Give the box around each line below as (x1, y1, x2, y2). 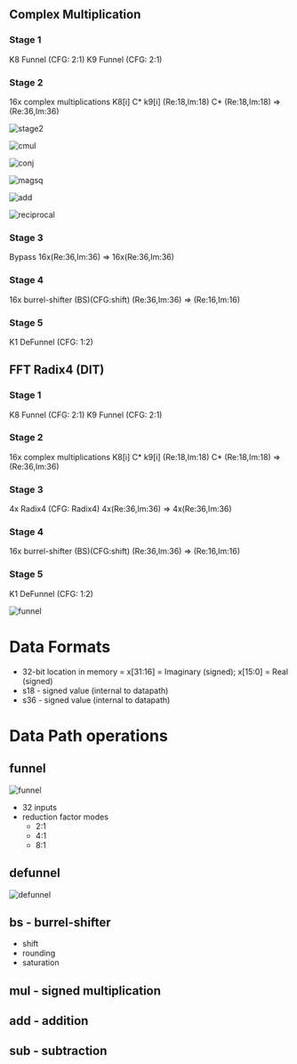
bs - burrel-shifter (9, 915, 111, 930)
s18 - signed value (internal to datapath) (21, 685, 169, 696)
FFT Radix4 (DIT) (9, 362, 105, 377)
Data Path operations (9, 725, 169, 746)
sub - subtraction (9, 1044, 108, 1059)
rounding (21, 947, 56, 959)
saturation (21, 957, 60, 968)
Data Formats (9, 636, 111, 657)
